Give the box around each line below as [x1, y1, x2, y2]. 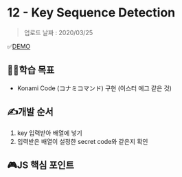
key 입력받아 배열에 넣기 [16, 129, 82, 137]
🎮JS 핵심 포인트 [7, 159, 74, 171]
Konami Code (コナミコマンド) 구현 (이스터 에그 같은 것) [16, 84, 172, 92]
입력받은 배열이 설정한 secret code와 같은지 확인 [16, 137, 148, 145]
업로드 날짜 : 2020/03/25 [23, 28, 93, 37]
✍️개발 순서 [7, 106, 54, 118]
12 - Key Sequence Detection [7, 5, 176, 21]
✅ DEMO [7, 42, 31, 50]
